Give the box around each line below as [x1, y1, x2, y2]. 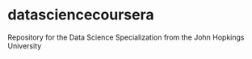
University [7, 40, 42, 50]
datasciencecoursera [7, 6, 154, 24]
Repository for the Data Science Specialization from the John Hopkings [7, 32, 245, 42]
